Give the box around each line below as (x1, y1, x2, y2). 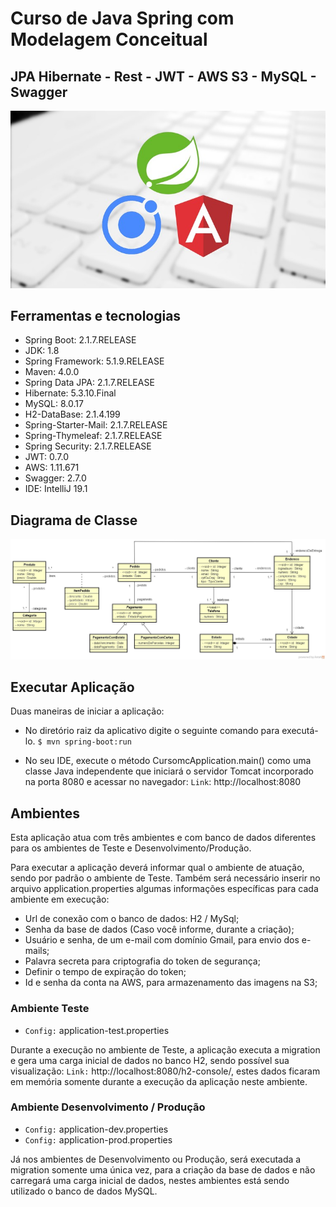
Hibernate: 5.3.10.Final (24, 387, 117, 399)
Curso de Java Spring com (10, 7, 235, 30)
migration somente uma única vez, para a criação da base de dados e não (10, 1163, 316, 1176)
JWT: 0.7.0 (24, 451, 70, 463)
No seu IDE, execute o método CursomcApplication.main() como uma (24, 755, 312, 767)
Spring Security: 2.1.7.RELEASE (24, 440, 152, 452)
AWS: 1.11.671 (24, 462, 80, 474)
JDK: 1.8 (24, 345, 60, 357)
